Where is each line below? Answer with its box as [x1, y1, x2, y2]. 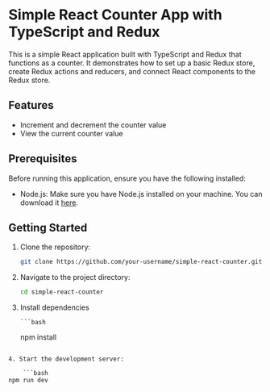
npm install [19, 332, 57, 342]
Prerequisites [8, 152, 77, 166]
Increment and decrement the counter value [19, 119, 167, 130]
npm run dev [8, 377, 48, 385]
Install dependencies [19, 302, 90, 312]
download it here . [19, 198, 79, 207]
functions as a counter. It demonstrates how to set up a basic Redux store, [8, 58, 255, 68]
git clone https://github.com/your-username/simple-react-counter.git [19, 258, 263, 266]
